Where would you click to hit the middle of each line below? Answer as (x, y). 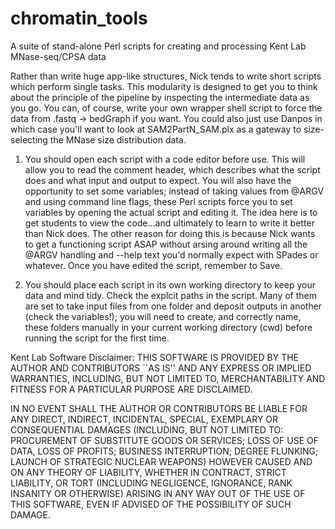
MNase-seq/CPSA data (58, 56)
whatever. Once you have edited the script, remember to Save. (153, 265)
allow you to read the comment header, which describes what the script (172, 169)
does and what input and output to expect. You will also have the (158, 180)
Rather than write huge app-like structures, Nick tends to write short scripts (166, 76)
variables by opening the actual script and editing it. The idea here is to (171, 212)
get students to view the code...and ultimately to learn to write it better (169, 223)
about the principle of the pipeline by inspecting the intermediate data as (160, 97)
